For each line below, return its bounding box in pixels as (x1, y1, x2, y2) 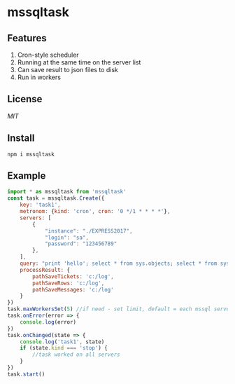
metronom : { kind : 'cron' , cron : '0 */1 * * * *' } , (20, 208, 171, 215)
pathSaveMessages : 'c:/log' (32, 286, 114, 293)
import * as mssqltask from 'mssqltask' (7, 188, 127, 196)
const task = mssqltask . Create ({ (7, 195, 105, 202)
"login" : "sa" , (44, 234, 90, 241)
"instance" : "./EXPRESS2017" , (44, 227, 133, 235)
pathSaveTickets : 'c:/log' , (32, 273, 114, 280)
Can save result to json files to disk (17, 66, 119, 74)
